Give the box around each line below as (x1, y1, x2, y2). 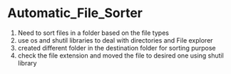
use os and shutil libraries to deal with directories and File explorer (17, 36, 213, 44)
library (17, 58, 37, 67)
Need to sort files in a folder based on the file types (17, 28, 170, 37)
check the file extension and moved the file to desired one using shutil (17, 51, 225, 60)
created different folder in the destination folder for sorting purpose (17, 43, 216, 52)
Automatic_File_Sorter (7, 5, 143, 21)
